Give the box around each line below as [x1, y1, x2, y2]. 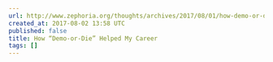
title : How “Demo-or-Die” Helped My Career [8, 34, 158, 43]
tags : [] [8, 42, 38, 50]
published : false [8, 27, 67, 35]
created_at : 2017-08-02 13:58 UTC [8, 19, 126, 27]
